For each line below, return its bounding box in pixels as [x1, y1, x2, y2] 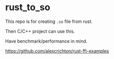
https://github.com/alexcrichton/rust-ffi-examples [5, 48, 109, 54]
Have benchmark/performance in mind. [5, 38, 88, 44]
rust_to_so [5, 2, 51, 13]
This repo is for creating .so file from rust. [5, 18, 93, 24]
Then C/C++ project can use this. [5, 28, 75, 34]
